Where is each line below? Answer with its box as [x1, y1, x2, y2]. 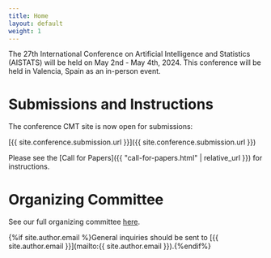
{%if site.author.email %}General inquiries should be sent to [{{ [8, 233, 218, 243]
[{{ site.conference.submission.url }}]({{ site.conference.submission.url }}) [8, 137, 256, 147]
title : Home [8, 11, 49, 20]
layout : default [8, 19, 63, 28]
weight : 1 [8, 27, 42, 35]
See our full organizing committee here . [8, 217, 141, 227]
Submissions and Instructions [8, 95, 214, 114]
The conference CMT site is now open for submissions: [8, 122, 193, 131]
